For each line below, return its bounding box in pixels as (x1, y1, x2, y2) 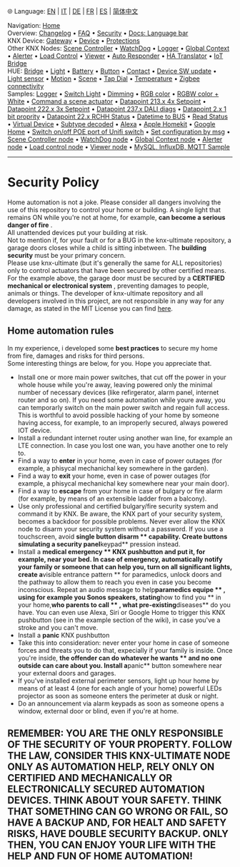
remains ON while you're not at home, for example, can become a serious (7, 213, 226, 221)
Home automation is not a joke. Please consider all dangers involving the (7, 198, 221, 206)
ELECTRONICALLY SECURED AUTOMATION (7, 783, 205, 796)
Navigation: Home (7, 21, 61, 29)
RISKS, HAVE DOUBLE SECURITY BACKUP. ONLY (7, 828, 229, 840)
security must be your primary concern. (7, 251, 126, 259)
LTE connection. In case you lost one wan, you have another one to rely (17, 441, 229, 449)
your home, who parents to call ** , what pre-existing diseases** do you (17, 600, 231, 609)
